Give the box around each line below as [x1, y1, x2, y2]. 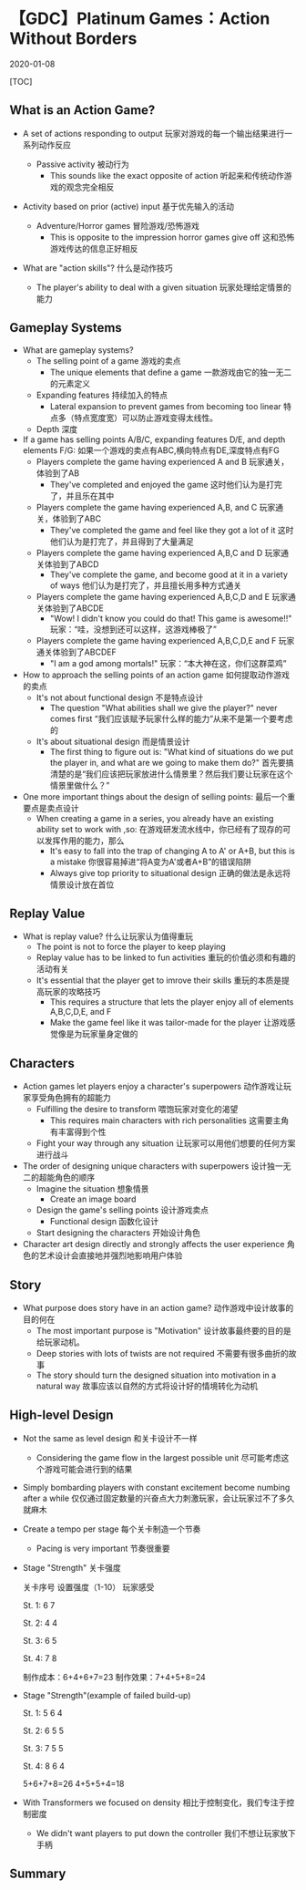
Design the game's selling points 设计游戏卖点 [36, 1204, 209, 1215]
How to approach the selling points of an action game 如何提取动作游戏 [22, 669, 290, 680]
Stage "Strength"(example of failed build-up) [22, 1689, 191, 1700]
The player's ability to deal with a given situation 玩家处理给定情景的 [36, 282, 291, 293]
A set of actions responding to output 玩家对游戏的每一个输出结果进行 [22, 128, 285, 139]
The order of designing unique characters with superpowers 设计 [22, 1161, 268, 1172]
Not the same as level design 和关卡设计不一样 [22, 1432, 198, 1443]
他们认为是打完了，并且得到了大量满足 [49, 535, 194, 547]
